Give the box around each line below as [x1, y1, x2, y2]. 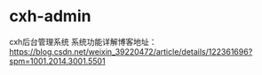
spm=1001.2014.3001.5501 [9, 56, 106, 66]
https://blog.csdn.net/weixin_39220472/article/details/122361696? [9, 46, 253, 56]
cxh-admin [9, 6, 91, 26]
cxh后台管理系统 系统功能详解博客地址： [9, 36, 157, 47]
